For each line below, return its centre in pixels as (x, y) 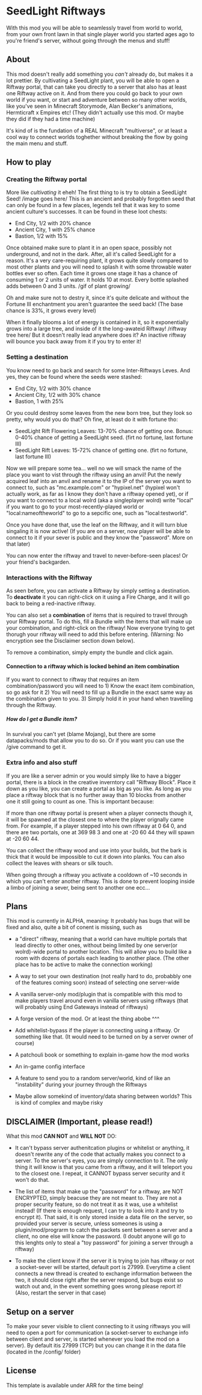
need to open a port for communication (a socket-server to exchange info (97, 1332)
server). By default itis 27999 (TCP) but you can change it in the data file (96, 1345)
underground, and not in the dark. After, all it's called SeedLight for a (91, 254)
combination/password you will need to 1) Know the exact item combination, (100, 686)
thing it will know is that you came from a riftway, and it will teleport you (104, 1167)
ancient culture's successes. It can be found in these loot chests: (87, 211)
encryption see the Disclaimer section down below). (71, 641)
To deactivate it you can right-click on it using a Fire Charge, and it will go (98, 597)
